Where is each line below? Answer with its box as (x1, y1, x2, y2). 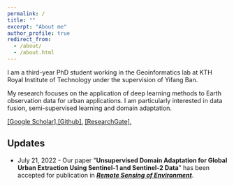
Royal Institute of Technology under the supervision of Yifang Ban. (7, 75, 198, 84)
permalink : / (7, 10, 45, 17)
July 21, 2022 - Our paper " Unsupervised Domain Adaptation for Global (17, 156, 228, 164)
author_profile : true (7, 29, 71, 37)
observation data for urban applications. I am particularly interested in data (7, 96, 223, 104)
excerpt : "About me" (7, 23, 68, 30)
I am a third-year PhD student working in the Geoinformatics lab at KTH (7, 68, 213, 77)
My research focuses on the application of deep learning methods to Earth (7, 88, 222, 98)
